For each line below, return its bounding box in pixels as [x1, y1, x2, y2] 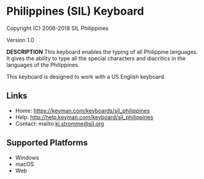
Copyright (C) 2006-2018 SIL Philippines [6, 24, 109, 32]
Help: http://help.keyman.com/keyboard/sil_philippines [15, 113, 154, 120]
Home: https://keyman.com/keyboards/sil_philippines [15, 107, 150, 114]
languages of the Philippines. [6, 61, 80, 68]
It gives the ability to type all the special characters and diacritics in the [6, 54, 186, 62]
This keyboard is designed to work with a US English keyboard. [6, 73, 166, 80]
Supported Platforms [6, 137, 88, 148]
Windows [15, 154, 39, 161]
